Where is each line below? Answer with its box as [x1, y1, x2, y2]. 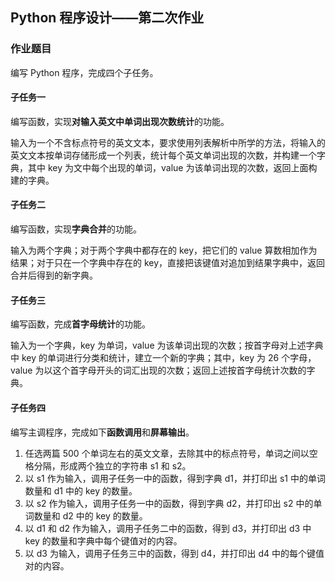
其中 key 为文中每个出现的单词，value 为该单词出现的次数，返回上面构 [27, 161, 318, 173]
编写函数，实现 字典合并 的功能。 [10, 223, 142, 235]
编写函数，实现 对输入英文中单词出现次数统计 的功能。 [10, 115, 230, 127]
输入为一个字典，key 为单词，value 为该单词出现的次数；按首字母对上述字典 [10, 339, 324, 352]
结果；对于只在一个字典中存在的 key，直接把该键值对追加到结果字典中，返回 [10, 257, 326, 269]
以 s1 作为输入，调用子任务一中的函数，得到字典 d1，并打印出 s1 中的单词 [24, 472, 326, 484]
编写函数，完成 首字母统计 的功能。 [10, 318, 151, 330]
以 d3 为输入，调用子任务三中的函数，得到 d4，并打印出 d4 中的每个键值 [24, 547, 325, 559]
